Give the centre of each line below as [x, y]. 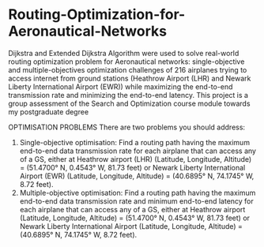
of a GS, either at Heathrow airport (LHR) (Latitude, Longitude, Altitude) [136, 159]
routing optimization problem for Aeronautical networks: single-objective [126, 62]
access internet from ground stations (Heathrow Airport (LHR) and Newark [130, 78]
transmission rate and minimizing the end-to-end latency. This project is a [128, 95]
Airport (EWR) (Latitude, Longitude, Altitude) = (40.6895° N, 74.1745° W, [137, 176]
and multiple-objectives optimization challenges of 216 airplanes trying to [128, 69]
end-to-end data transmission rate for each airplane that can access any [138, 151]
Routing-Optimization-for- [97, 15]
